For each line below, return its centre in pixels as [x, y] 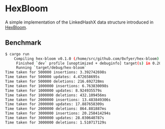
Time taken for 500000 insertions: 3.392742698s [56, 72]
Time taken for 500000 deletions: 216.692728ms [55, 81]
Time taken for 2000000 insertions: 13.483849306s [58, 100]
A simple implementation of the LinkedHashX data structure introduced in [79, 22]
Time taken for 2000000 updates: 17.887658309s [55, 104]
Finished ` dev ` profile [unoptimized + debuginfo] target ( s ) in [83, 63]
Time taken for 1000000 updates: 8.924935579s [54, 90]
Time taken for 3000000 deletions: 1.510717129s [56, 122]
